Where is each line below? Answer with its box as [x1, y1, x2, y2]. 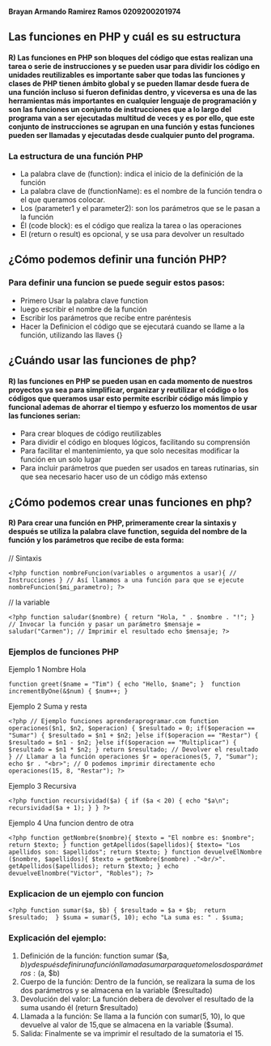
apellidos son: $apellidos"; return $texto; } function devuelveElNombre [8, 848, 263, 856]
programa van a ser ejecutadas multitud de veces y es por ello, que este [8, 113, 255, 123]
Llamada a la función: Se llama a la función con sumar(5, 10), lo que [19, 1011, 245, 1021]
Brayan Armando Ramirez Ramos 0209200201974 [8, 6, 181, 16]
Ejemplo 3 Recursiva [8, 781, 77, 791]
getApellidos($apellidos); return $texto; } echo [8, 863, 180, 871]
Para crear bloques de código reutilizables [19, 428, 162, 438]
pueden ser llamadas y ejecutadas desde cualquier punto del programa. [8, 130, 255, 140]
